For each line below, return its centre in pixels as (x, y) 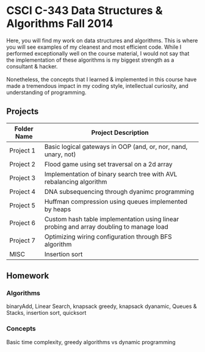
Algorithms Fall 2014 (60, 23)
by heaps (58, 209)
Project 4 (22, 192)
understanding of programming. (46, 92)
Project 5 (22, 205)
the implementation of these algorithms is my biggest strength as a (90, 60)
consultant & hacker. (32, 66)
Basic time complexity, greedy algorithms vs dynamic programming (91, 342)
